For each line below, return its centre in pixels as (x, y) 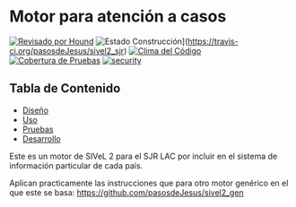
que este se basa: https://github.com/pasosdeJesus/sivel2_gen (126, 192)
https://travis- (213, 41)
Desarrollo (41, 138)
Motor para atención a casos (118, 17)
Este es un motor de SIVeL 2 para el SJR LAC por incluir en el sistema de (144, 156)
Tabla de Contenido (65, 88)
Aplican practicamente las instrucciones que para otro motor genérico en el (149, 183)
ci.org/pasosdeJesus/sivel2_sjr (67, 50)
